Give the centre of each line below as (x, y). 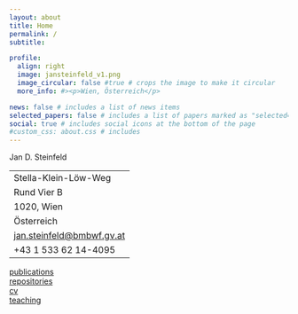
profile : (25, 59)
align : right (41, 67)
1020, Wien (39, 207)
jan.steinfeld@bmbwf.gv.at (70, 236)
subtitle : (27, 42)
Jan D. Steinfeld (38, 157)
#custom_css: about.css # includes (75, 132)
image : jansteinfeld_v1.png (69, 75)
